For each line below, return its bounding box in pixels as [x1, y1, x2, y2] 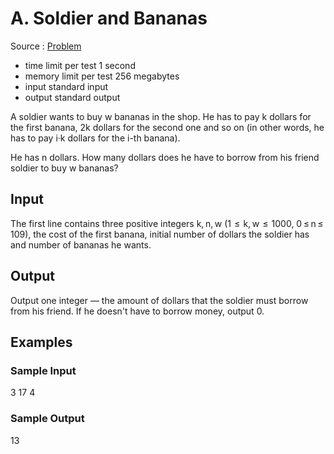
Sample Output [10, 412, 85, 426]
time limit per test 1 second [24, 59, 136, 71]
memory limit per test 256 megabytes [24, 70, 180, 82]
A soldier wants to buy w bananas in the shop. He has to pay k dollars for [10, 110, 312, 122]
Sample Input [10, 363, 77, 377]
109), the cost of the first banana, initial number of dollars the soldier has [10, 228, 310, 240]
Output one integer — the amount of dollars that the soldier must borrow [10, 294, 309, 306]
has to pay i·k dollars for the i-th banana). [10, 132, 181, 144]
